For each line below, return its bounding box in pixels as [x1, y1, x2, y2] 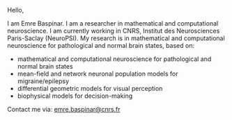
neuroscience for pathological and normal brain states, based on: [7, 42, 195, 49]
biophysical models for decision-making [17, 92, 133, 100]
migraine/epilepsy [17, 77, 70, 85]
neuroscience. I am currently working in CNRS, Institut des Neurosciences [7, 27, 220, 35]
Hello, [7, 6, 24, 14]
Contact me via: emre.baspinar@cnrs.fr [7, 105, 121, 113]
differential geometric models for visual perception [17, 85, 163, 92]
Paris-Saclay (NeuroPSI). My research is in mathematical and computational [7, 34, 225, 42]
